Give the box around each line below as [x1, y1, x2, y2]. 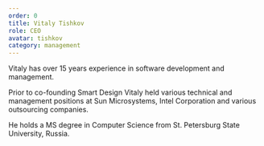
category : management [8, 42, 81, 50]
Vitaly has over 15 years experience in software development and [8, 63, 225, 73]
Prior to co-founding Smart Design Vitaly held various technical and [8, 87, 233, 97]
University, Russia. [8, 129, 70, 139]
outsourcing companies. [8, 105, 89, 115]
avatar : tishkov [8, 34, 63, 43]
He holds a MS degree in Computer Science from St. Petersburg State [8, 120, 240, 130]
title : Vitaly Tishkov [8, 19, 85, 27]
